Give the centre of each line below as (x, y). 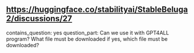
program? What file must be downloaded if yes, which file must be (87, 39)
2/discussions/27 (39, 19)
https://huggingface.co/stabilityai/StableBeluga (97, 10)
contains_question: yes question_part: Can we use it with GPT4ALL (88, 33)
